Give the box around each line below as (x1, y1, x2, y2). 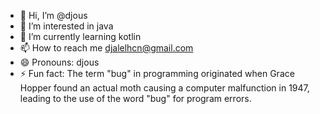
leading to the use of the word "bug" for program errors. (19, 93, 252, 104)
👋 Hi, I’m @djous (19, 10, 88, 21)
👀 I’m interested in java (19, 20, 114, 32)
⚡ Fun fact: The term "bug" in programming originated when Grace (19, 68, 295, 79)
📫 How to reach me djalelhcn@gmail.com (19, 42, 194, 54)
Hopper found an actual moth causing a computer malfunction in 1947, (19, 82, 310, 94)
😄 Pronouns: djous (19, 56, 100, 68)
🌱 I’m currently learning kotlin (19, 31, 142, 42)
